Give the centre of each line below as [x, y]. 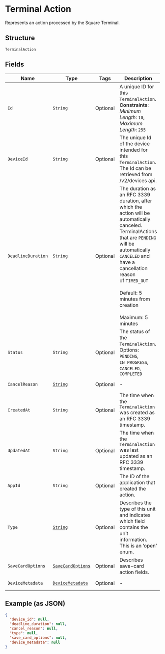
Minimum [130, 111]
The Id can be [135, 168]
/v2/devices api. [138, 180]
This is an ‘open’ [138, 545]
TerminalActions [138, 231]
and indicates [135, 515]
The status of [135, 331]
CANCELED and [135, 256]
